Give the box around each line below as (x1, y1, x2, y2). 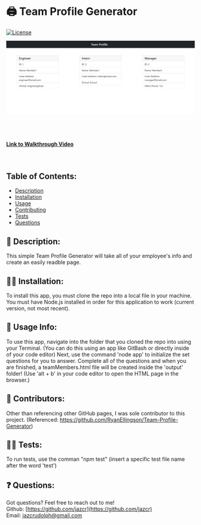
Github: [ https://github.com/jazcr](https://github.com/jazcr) (6, 505, 153, 513)
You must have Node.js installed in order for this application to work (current (6, 298, 194, 305)
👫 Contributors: (6, 394, 65, 404)
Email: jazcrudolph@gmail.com (6, 512, 83, 519)
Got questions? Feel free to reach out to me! (6, 499, 115, 506)
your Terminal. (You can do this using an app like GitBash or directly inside (6, 344, 190, 352)
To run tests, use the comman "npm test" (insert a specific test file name (6, 455, 185, 463)
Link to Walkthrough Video (6, 140, 74, 148)
